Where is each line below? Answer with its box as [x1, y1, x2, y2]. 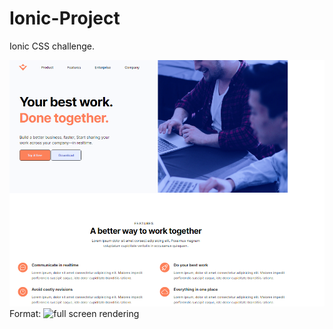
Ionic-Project [9, 7, 121, 30]
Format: [9, 308, 42, 320]
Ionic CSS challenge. [9, 40, 96, 52]
